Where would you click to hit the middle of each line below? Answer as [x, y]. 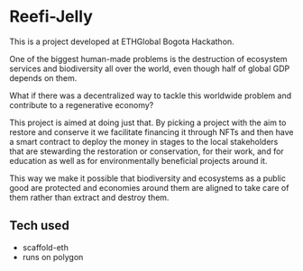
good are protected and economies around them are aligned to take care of [149, 187]
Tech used [39, 226]
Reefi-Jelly [51, 17]
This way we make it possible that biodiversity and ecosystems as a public [148, 178]
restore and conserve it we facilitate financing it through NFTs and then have [152, 131]
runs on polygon [53, 257]
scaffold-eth [46, 247]
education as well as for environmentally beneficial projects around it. [138, 160]
